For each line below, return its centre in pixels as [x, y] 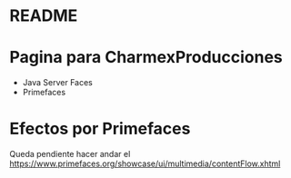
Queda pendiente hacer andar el [70, 154]
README [44, 16]
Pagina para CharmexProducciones [146, 58]
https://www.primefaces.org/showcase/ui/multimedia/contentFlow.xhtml [145, 163]
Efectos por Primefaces [100, 129]
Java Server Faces [57, 83]
